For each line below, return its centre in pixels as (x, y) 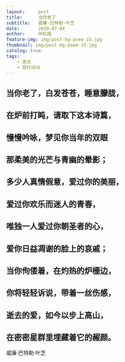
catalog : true (24, 51)
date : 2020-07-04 (36, 28)
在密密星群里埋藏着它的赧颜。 (61, 338)
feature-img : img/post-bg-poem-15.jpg (54, 39)
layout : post (28, 12)
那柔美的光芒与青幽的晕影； (57, 159)
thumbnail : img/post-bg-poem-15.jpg (51, 45)
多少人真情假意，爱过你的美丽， (65, 182)
